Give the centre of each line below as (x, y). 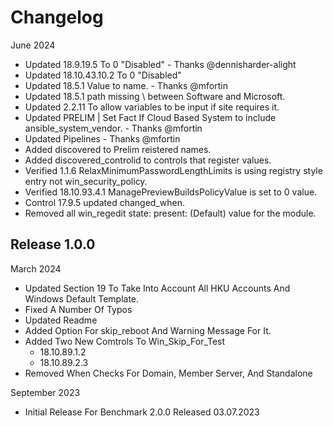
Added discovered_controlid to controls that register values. (148, 160)
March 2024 (36, 268)
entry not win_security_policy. (86, 181)
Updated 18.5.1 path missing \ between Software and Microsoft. (155, 96)
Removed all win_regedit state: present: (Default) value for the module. (170, 213)
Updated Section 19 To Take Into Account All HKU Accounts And (157, 288)
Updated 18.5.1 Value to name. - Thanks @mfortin (126, 85)
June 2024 (33, 45)
